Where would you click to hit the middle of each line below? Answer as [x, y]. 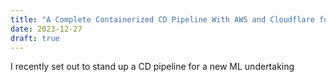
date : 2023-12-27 [46, 29]
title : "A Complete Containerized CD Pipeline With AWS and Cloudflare [162, 19]
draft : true [35, 38]
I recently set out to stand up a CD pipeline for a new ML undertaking [152, 67]
